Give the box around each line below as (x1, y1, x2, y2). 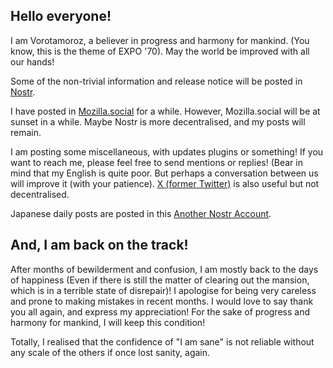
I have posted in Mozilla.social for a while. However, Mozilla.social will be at (10, 105, 321, 117)
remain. (10, 126, 42, 138)
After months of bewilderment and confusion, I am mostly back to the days (10, 263, 319, 275)
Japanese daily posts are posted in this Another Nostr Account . (10, 207, 272, 219)
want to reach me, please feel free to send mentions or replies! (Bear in (10, 156, 303, 168)
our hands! (10, 55, 55, 68)
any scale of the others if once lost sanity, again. (10, 346, 211, 358)
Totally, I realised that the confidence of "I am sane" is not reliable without (10, 335, 315, 348)
